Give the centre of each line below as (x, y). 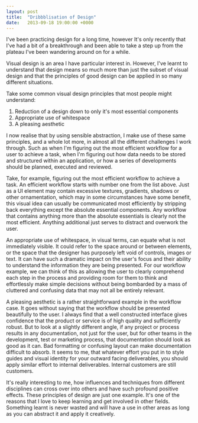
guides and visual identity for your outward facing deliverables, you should (97, 359)
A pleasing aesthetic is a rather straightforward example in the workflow (94, 302)
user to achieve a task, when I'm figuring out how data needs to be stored (96, 154)
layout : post (22, 12)
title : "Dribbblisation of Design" (51, 17)
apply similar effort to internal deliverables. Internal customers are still (91, 365)
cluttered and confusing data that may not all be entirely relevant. (86, 290)
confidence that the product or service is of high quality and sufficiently (94, 321)
